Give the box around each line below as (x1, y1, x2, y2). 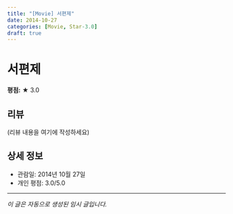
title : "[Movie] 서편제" (7, 10, 75, 17)
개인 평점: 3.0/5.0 (17, 179, 66, 187)
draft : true (7, 29, 42, 37)
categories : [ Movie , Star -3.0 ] (7, 23, 98, 30)
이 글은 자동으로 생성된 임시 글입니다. (7, 199, 107, 208)
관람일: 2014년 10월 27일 (17, 170, 86, 178)
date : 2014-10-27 (7, 17, 58, 24)
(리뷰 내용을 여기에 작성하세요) (7, 128, 90, 136)
